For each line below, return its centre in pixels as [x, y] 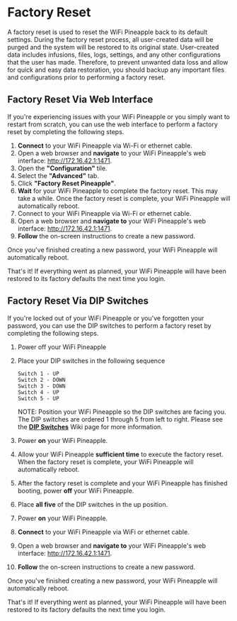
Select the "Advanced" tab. [58, 175]
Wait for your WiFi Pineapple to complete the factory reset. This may [117, 191]
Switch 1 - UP [38, 373]
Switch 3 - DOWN [41, 386]
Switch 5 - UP [38, 398]
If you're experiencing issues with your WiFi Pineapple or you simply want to [118, 116]
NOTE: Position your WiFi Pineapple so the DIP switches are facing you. [122, 412]
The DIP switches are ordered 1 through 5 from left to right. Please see [120, 419]
